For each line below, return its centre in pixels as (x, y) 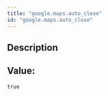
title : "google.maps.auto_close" (55, 13)
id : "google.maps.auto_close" (50, 20)
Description (32, 48)
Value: (21, 71)
